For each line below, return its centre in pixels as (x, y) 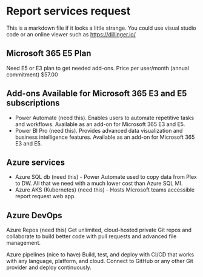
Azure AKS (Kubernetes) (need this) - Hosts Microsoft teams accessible (105, 190)
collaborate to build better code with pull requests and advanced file (92, 236)
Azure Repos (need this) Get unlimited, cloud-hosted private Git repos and (99, 230)
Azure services (36, 162)
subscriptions (33, 103)
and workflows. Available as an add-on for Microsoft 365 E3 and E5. (100, 124)
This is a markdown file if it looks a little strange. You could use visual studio (101, 28)
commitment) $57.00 (32, 75)
